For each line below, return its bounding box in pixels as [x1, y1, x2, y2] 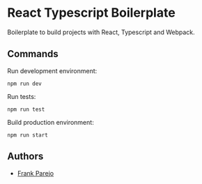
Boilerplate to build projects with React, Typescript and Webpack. [7, 28, 195, 36]
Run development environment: [7, 66, 98, 75]
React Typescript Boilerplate [7, 5, 176, 21]
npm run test [7, 106, 45, 113]
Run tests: [7, 92, 36, 100]
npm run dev [7, 80, 42, 87]
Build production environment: [7, 118, 94, 126]
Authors [7, 151, 44, 162]
